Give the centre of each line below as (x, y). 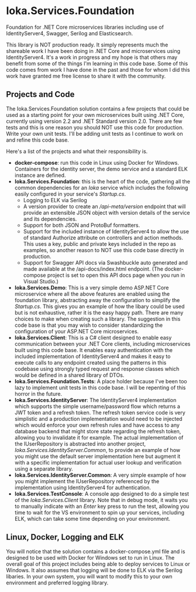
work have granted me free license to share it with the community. (86, 76)
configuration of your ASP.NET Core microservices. (77, 331)
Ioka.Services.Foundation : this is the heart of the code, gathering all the (102, 181)
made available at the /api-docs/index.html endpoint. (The (93, 269)
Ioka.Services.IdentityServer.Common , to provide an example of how (97, 450)
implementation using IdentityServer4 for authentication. (82, 487)
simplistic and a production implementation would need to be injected (98, 419)
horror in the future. (38, 394)
